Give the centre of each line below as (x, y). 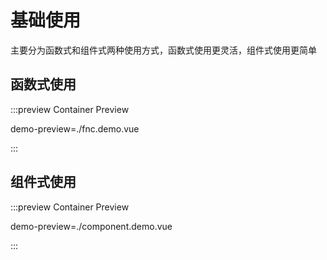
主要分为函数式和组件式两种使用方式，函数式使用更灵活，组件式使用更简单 (163, 50)
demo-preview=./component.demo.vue (91, 226)
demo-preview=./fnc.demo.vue (75, 128)
